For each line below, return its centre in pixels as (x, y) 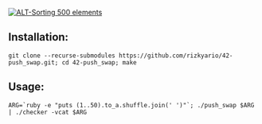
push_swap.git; (33, 62)
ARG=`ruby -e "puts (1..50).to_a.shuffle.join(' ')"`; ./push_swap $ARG (131, 105)
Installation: (39, 37)
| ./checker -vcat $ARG (48, 112)
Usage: (27, 87)
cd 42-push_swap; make (99, 62)
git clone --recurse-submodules (62, 56)
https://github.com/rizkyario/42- (176, 56)
